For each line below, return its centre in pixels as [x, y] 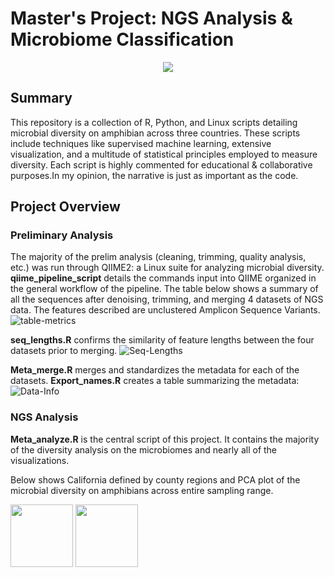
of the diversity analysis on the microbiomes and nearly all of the [144, 449]
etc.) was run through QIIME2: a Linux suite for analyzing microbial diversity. [167, 268]
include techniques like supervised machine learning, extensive [141, 143]
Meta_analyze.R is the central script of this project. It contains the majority [165, 439]
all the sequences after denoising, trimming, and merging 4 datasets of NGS [167, 299]
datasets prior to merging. [64, 351]
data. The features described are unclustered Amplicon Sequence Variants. [165, 310]
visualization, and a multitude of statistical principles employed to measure [164, 154]
